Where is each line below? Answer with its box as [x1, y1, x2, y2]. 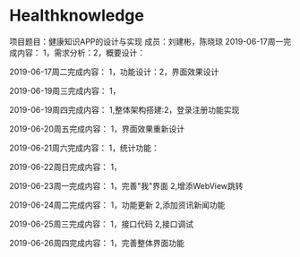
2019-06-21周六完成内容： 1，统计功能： [9, 142, 159, 153]
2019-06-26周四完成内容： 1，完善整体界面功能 [9, 237, 185, 248]
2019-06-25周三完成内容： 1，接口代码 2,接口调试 [9, 218, 194, 229]
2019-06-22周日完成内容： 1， [9, 161, 123, 172]
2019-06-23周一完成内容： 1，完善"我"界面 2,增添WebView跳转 [9, 180, 244, 191]
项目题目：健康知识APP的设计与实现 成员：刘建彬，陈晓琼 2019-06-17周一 [9, 36, 284, 47]
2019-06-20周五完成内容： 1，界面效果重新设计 [9, 123, 185, 134]
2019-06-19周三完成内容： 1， [9, 85, 121, 96]
